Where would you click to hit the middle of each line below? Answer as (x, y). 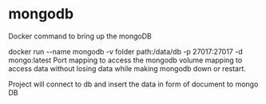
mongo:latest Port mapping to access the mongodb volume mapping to (125, 60)
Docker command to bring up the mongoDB (80, 36)
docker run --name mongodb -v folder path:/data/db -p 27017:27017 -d (125, 51)
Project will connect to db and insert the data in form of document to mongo (133, 84)
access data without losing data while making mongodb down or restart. (127, 68)
